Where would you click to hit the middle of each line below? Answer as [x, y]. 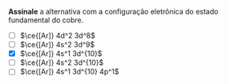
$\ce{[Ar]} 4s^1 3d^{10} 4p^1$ [69, 72]
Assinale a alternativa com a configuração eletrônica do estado [113, 12]
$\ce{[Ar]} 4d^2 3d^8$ [58, 36]
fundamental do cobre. [46, 20]
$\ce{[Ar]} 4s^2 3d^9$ [57, 45]
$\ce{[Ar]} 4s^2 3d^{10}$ [62, 62]
